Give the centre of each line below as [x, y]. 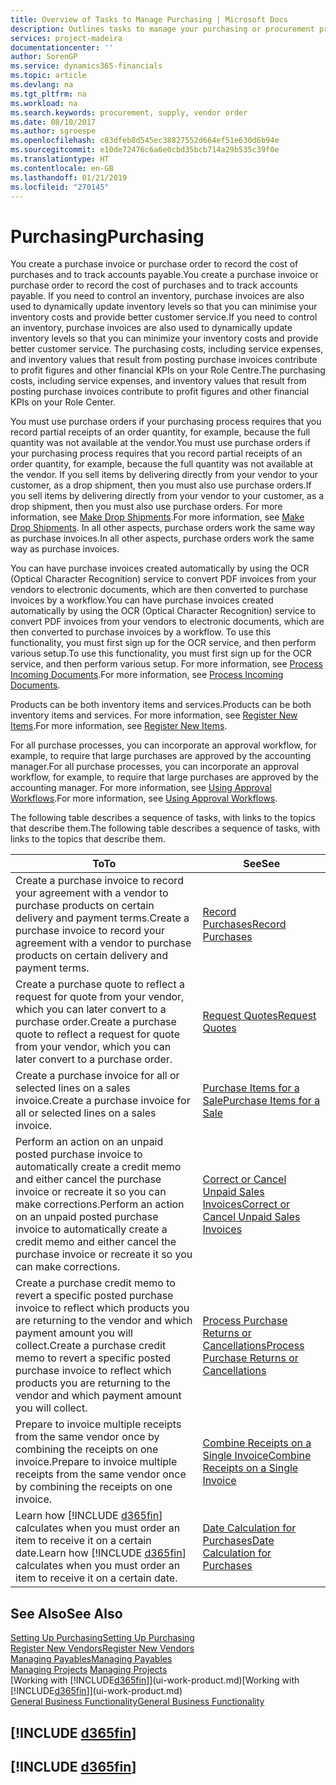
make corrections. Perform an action [100, 1204]
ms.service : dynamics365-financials [86, 66]
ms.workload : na [44, 103]
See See [262, 864]
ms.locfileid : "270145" [60, 187]
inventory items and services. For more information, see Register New [154, 715]
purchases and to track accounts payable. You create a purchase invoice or [164, 275]
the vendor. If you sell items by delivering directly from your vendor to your [164, 475]
